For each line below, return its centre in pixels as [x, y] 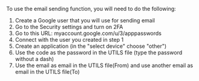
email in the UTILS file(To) [47, 72]
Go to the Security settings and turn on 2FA [69, 27]
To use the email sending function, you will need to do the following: [91, 9]
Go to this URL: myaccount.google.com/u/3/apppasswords [88, 33]
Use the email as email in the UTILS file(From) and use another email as [104, 65]
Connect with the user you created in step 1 [69, 40]
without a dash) [34, 59]
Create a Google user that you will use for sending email [85, 20]
